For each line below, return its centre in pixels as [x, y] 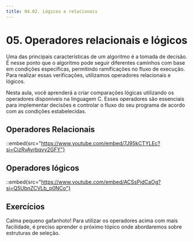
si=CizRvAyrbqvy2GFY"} [36, 150]
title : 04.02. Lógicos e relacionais [52, 11]
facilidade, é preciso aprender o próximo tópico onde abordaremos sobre [94, 227]
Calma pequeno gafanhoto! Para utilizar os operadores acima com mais [92, 220]
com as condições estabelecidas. [46, 111]
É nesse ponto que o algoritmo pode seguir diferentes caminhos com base [96, 62]
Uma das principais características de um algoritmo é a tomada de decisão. [97, 57]
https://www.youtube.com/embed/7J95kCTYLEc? [101, 143]
